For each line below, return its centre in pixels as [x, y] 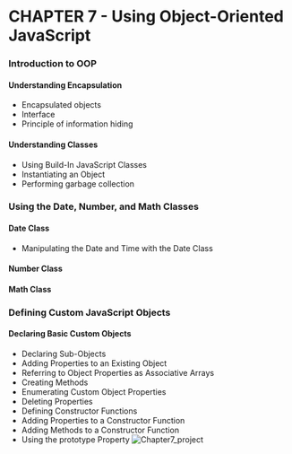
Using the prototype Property [76, 439]
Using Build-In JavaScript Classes [84, 164]
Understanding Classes [53, 144]
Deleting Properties [57, 401]
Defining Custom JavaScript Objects [90, 312]
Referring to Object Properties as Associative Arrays [118, 372]
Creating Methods [55, 382]
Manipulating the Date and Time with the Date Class [117, 248]
